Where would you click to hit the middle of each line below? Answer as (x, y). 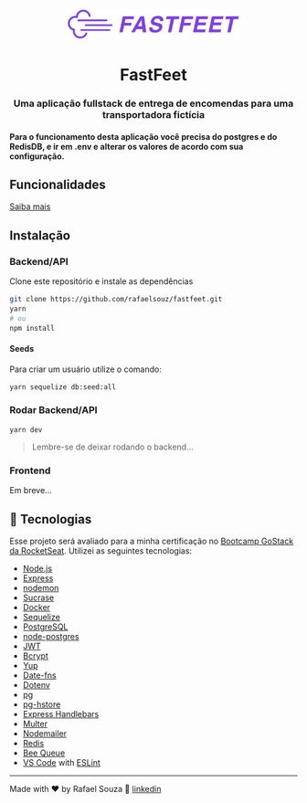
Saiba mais (30, 206)
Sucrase (38, 597)
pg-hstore (42, 704)
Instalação (40, 235)
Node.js (37, 569)
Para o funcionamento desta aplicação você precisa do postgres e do (143, 136)
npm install (32, 328)
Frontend (30, 470)
